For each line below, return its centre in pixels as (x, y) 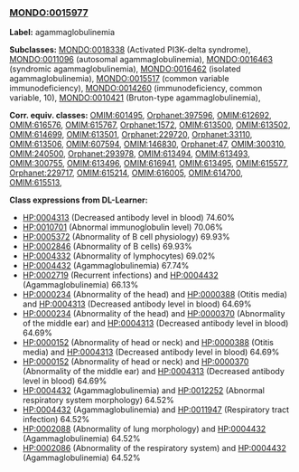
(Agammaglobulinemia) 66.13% (80, 285)
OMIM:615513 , (36, 183)
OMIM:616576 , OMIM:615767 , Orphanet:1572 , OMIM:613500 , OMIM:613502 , (150, 125)
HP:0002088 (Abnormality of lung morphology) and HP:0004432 (144, 429)
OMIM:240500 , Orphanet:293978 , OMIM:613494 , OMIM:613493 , (130, 154)
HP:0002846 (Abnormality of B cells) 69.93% (107, 247)
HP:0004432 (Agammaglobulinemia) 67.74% (106, 266)
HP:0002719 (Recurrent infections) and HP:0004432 (120, 275)
